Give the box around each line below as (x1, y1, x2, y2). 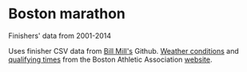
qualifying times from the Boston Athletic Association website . (8, 55, 213, 64)
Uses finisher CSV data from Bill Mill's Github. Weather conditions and (8, 46, 240, 55)
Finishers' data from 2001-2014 (8, 31, 112, 40)
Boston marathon (8, 5, 126, 23)
